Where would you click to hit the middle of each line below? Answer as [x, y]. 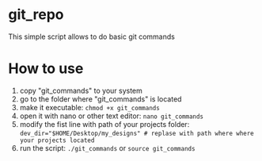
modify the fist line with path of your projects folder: [104, 124]
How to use [46, 69]
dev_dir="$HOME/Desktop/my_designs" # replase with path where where [137, 133]
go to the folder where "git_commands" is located [101, 99]
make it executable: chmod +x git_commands [89, 107]
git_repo [36, 15]
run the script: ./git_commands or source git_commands [107, 148]
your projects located [57, 140]
